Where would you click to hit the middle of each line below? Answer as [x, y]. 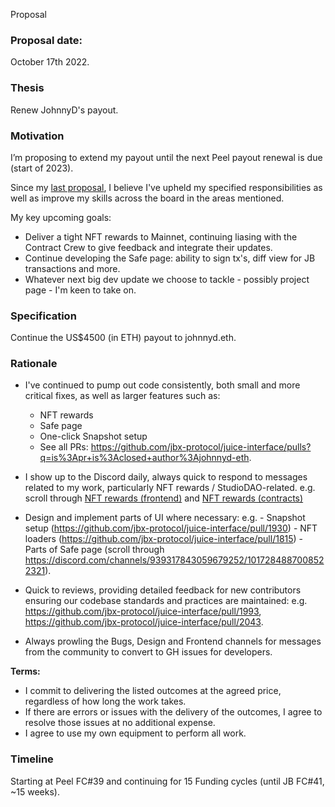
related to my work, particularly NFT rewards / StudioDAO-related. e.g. [170, 488]
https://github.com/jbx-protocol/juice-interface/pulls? [201, 447]
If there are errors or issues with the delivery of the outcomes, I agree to [173, 712]
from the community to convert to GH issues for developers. [148, 652]
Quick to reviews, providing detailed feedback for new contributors [163, 590]
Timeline [32, 759]
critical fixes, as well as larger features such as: [122, 396]
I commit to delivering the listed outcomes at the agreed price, [153, 691]
